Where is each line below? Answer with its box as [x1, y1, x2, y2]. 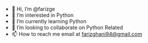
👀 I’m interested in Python [11, 12, 74, 19]
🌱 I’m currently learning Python [11, 18, 87, 24]
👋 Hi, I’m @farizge [11, 6, 56, 12]
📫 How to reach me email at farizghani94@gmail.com [11, 31, 142, 37]
